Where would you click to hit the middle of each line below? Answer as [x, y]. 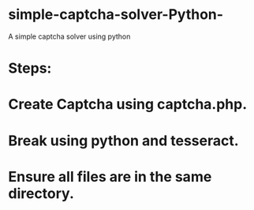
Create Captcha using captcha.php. [128, 105]
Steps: [30, 68]
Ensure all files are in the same [110, 176]
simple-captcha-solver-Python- [116, 15]
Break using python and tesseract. [123, 141]
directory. [41, 193]
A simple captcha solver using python [69, 36]
